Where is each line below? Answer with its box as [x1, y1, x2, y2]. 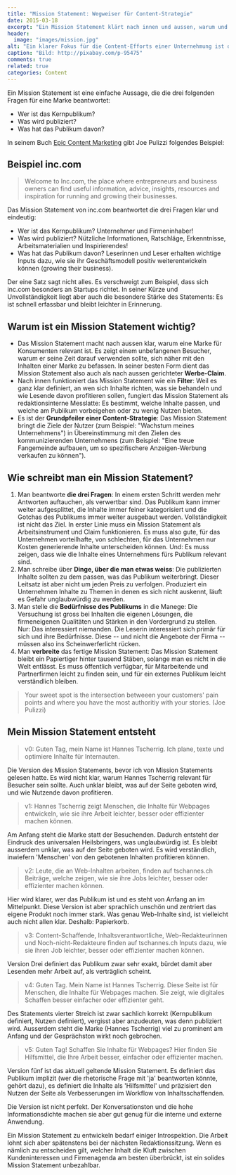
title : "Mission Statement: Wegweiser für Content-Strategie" [7, 10, 193, 18]
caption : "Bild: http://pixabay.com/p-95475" [7, 50, 143, 57]
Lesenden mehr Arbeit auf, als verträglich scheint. [7, 967, 152, 975]
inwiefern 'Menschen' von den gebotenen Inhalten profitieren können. [7, 852, 210, 861]
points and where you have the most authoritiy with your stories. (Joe [24, 698, 226, 707]
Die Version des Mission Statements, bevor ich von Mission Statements [7, 766, 213, 774]
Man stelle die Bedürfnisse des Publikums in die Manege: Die [17, 602, 198, 610]
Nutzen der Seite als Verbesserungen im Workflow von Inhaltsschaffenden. [7, 1089, 225, 1097]
